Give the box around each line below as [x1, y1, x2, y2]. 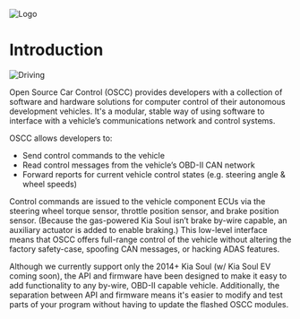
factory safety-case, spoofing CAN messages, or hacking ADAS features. [9, 243, 280, 254]
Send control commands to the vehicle [21, 150, 166, 160]
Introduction [9, 40, 104, 60]
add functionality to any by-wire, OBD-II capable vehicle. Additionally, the [9, 280, 280, 290]
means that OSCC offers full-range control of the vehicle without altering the [9, 234, 292, 245]
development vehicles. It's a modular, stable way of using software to [9, 106, 265, 116]
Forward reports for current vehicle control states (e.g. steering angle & [21, 168, 287, 179]
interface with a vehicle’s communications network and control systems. [9, 115, 276, 125]
